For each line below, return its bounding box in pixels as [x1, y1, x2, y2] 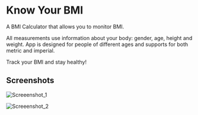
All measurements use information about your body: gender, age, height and [6, 34, 193, 41]
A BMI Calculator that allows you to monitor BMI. [6, 23, 124, 30]
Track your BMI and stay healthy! [6, 58, 87, 65]
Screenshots [6, 75, 55, 86]
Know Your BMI [6, 4, 84, 17]
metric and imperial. [6, 47, 55, 54]
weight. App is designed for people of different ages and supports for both [6, 41, 189, 48]
